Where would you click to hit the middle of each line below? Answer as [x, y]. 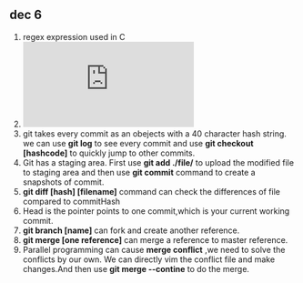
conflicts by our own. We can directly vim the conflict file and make [149, 259]
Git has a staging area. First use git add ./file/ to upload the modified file [158, 162]
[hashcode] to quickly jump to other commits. [109, 153]
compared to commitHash [71, 201]
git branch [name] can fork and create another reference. [131, 230]
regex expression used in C [74, 36]
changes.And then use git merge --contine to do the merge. [136, 268]
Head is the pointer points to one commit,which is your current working [156, 211]
